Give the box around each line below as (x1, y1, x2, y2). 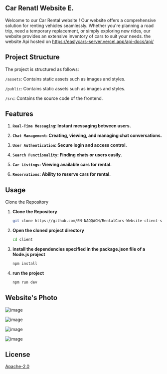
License (5, 350, 30, 359)
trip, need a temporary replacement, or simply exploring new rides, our (5, 27, 151, 34)
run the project (12, 270, 44, 276)
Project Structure (5, 53, 60, 61)
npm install (12, 261, 37, 266)
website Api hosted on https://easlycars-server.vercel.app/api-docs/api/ (5, 38, 154, 44)
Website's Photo (5, 294, 58, 302)
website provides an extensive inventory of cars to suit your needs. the (5, 33, 151, 39)
